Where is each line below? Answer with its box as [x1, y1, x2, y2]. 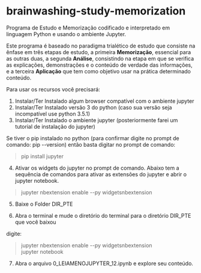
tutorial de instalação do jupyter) [14, 123, 96, 130]
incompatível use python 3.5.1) [14, 110, 91, 117]
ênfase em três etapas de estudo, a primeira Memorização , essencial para [6, 48, 191, 55]
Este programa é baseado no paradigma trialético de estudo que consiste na [6, 42, 196, 49]
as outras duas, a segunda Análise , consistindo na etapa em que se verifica [6, 55, 194, 62]
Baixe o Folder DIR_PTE [14, 200, 73, 207]
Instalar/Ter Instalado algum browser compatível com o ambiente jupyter [14, 97, 194, 105]
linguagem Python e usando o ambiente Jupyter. [6, 30, 127, 37]
